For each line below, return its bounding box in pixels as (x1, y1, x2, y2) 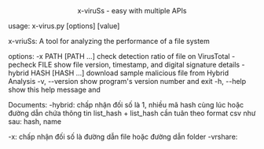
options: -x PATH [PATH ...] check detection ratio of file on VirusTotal (8, 52, 230, 60)
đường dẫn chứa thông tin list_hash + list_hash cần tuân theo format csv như (8, 108, 256, 118)
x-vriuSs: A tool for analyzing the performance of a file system (8, 37, 211, 45)
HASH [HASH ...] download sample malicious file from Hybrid (30, 68, 229, 78)
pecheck (8, 60, 37, 69)
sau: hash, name (8, 117, 61, 126)
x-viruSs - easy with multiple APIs (77, 6, 187, 15)
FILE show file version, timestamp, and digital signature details (38, 60, 240, 69)
